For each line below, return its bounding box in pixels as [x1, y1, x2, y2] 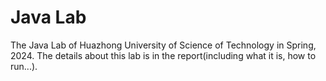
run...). [10, 60, 38, 72]
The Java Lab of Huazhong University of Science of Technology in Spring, [10, 39, 317, 51]
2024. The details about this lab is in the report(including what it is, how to [10, 49, 317, 61]
